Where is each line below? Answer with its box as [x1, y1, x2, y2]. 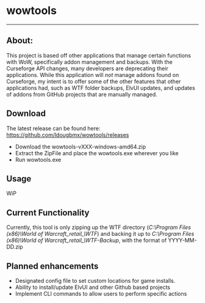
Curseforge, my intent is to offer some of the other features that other [6, 78, 181, 85]
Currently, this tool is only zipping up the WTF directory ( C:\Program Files [6, 224, 191, 231]
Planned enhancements [6, 261, 99, 271]
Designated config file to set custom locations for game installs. [15, 277, 176, 284]
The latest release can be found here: [6, 125, 101, 132]
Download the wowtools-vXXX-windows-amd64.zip [15, 143, 146, 150]
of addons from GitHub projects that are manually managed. [6, 90, 157, 98]
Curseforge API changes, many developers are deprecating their [6, 65, 169, 72]
